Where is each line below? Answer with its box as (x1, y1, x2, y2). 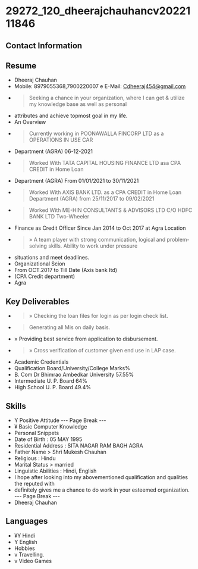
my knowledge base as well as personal (29, 101, 127, 108)
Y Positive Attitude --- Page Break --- (14, 417, 106, 424)
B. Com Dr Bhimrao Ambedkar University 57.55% (14, 371, 134, 379)
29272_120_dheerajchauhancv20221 (5, 4, 191, 18)
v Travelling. (14, 551, 45, 558)
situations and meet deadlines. (14, 254, 90, 261)
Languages (5, 516, 48, 526)
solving (29, 242, 47, 249)
